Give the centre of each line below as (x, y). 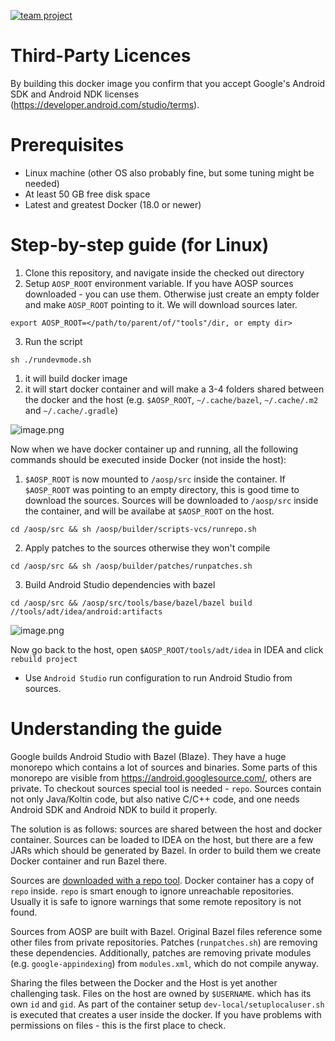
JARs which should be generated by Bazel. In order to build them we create (166, 850)
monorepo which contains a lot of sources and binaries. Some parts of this (164, 767)
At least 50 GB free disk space (87, 194)
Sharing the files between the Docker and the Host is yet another (144, 982)
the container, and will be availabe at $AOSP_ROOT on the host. (149, 511)
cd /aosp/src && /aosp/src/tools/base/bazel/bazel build (131, 603)
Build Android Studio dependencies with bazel (120, 584)
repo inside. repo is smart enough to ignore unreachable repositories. (152, 891)
